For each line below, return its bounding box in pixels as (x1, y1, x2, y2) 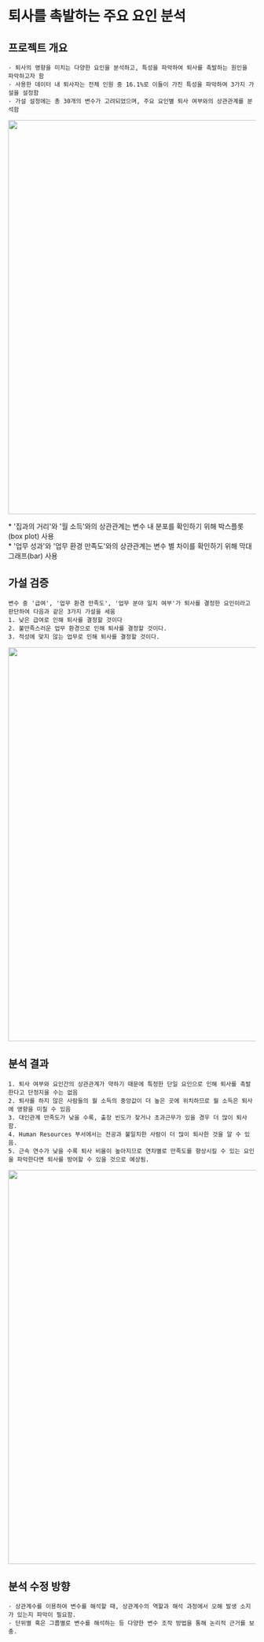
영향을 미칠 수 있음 (16, 1105, 71, 1113)
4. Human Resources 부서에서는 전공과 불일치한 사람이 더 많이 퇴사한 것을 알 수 (8, 1130, 241, 1138)
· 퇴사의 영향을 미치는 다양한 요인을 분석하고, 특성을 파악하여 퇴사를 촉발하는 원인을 (8, 64, 247, 72)
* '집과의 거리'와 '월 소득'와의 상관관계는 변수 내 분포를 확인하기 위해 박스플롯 (8, 522, 244, 531)
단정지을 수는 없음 (27, 1089, 79, 1097)
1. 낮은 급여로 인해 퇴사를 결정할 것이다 (8, 616, 123, 624)
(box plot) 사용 (8, 531, 55, 541)
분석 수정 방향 (8, 1580, 71, 1593)
